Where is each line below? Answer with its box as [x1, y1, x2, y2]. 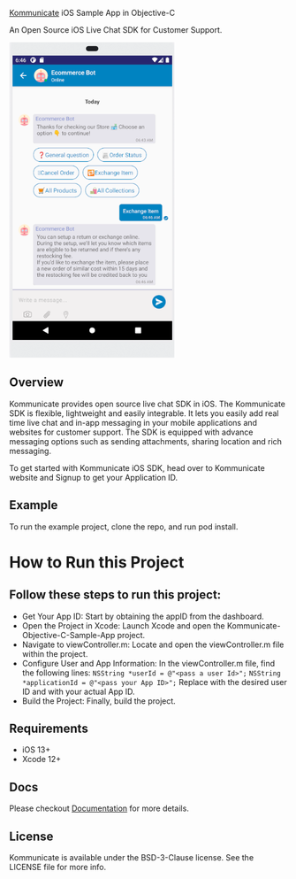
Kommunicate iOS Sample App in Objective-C [9, 8, 176, 18]
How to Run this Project [9, 552, 185, 572]
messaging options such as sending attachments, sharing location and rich [9, 436, 283, 446]
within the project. [21, 648, 88, 659]
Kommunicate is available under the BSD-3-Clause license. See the [9, 852, 254, 863]
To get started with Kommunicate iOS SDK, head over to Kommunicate [9, 462, 265, 473]
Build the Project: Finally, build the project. [21, 695, 177, 706]
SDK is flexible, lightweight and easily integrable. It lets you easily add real [9, 407, 279, 419]
